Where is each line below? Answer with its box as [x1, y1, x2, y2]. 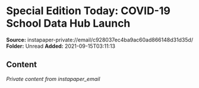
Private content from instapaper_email [6, 75, 100, 82]
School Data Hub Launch [6, 17, 131, 30]
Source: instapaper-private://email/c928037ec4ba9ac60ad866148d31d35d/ [6, 36, 194, 43]
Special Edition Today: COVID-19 [6, 4, 170, 18]
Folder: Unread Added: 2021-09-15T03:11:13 [6, 43, 116, 50]
